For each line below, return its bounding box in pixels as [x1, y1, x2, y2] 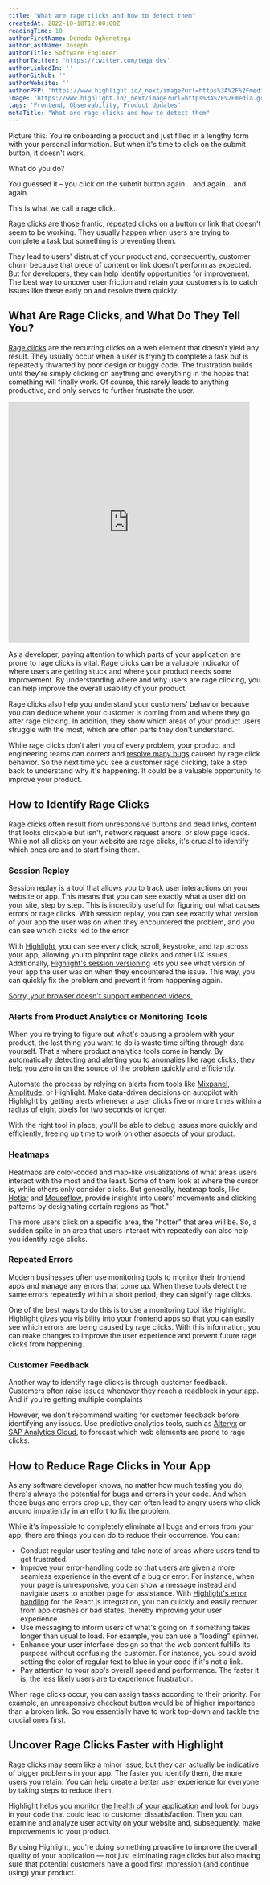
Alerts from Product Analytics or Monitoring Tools [8, 1010, 207, 1022]
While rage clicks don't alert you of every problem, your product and [8, 740, 235, 750]
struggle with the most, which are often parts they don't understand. [8, 724, 235, 734]
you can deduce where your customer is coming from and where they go [8, 707, 251, 717]
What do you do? [8, 164, 65, 173]
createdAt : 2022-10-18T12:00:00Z [8, 19, 121, 27]
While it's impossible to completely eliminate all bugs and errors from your [8, 1521, 255, 1531]
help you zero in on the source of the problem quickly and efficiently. [8, 1063, 237, 1073]
